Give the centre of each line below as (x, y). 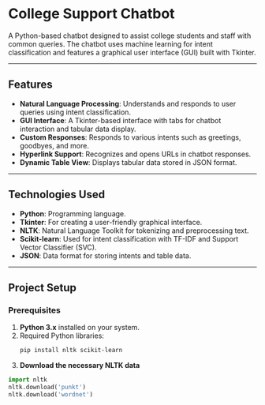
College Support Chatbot (91, 14)
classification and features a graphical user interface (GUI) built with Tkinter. (132, 52)
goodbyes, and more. (54, 145)
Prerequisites (34, 310)
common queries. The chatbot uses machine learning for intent (110, 43)
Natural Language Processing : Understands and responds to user (128, 103)
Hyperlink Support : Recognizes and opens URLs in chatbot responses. (135, 154)
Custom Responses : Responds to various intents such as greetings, (131, 137)
